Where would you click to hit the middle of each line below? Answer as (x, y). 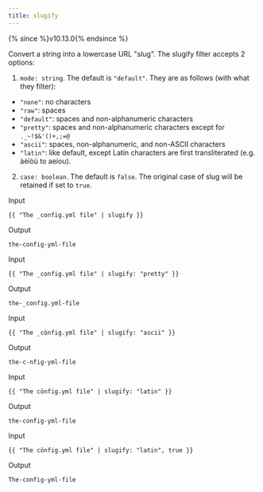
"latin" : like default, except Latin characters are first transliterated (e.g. (137, 152)
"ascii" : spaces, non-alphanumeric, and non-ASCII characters (122, 144)
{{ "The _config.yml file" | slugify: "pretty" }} (94, 274)
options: (22, 62)
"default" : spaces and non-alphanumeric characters (106, 118)
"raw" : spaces (43, 110)
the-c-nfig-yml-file (43, 362)
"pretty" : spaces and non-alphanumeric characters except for (122, 127)
